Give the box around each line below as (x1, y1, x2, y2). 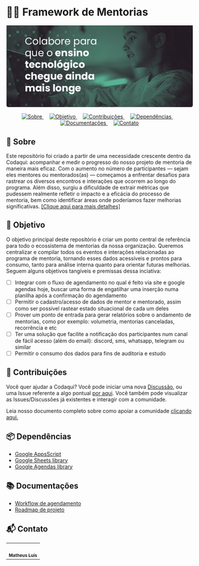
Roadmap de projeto (14, 506, 65, 513)
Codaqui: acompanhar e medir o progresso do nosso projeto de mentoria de (6, 159, 192, 166)
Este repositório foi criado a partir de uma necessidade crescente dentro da (6, 152, 191, 159)
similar (14, 344, 31, 351)
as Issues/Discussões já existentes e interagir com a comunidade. (6, 396, 167, 403)
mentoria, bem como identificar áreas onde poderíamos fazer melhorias (6, 196, 182, 204)
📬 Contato (6, 524, 49, 534)
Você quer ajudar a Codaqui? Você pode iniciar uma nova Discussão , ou (6, 383, 182, 390)
